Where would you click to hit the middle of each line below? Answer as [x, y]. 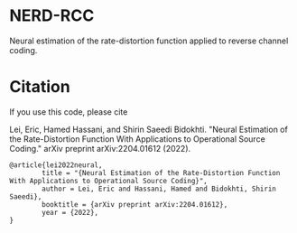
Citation [40, 87]
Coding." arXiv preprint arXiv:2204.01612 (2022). [100, 148]
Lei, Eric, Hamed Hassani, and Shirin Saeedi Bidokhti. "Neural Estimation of [149, 129]
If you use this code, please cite [69, 112]
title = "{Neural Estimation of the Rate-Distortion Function [161, 172]
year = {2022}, [70, 212]
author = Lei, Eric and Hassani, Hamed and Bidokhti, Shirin [159, 189]
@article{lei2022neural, [56, 165]
